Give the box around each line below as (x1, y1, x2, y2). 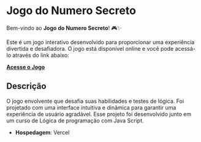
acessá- (175, 45, 196, 52)
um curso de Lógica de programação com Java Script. (6, 117, 144, 124)
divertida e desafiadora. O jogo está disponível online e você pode (6, 45, 174, 52)
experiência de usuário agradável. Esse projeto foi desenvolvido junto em (6, 110, 192, 118)
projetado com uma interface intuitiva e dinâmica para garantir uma (6, 103, 176, 111)
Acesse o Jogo (6, 63, 45, 70)
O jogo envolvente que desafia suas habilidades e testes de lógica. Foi (6, 97, 184, 105)
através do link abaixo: (12, 51, 69, 59)
